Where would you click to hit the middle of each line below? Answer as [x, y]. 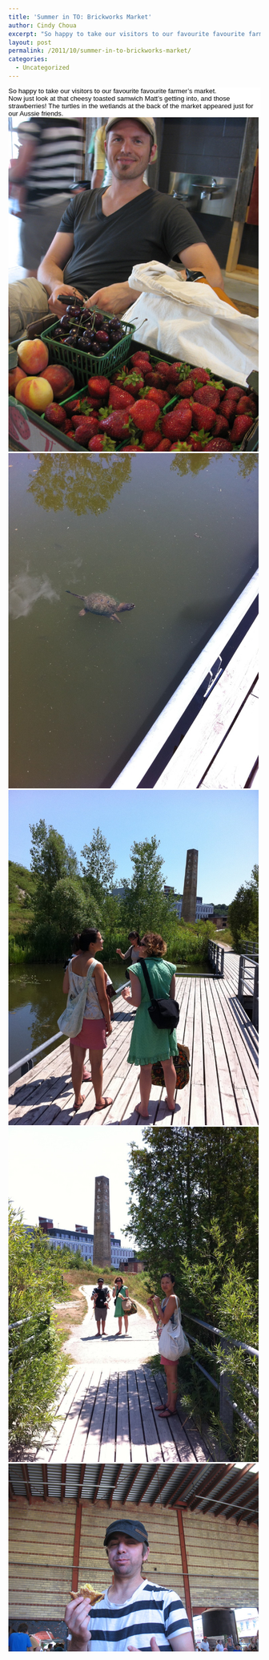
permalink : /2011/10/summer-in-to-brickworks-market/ [100, 51]
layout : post [30, 43]
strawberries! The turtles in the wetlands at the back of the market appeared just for [131, 105]
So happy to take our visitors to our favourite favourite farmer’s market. [112, 91]
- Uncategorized [42, 68]
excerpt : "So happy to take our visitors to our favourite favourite [127, 34]
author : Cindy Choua [43, 25]
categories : [28, 59]
